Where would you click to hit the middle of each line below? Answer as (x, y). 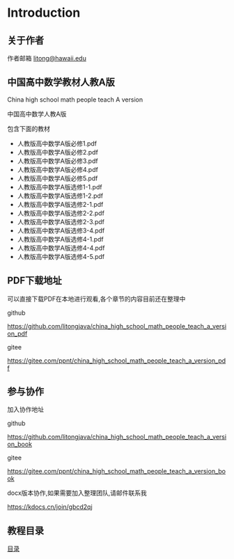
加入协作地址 (25, 409)
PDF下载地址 (35, 281)
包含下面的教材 (29, 128)
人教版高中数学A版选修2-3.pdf (61, 221)
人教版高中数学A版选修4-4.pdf (61, 248)
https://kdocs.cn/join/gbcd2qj (50, 507)
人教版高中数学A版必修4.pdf (58, 169)
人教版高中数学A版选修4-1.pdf (60, 239)
